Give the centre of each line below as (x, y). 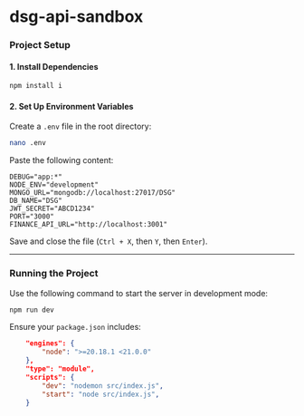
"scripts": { (50, 377)
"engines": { (50, 343)
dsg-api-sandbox (76, 17)
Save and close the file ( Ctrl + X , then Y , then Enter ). (109, 241)
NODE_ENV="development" (54, 185)
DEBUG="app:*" (36, 177)
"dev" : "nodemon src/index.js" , (103, 386)
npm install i (36, 86)
